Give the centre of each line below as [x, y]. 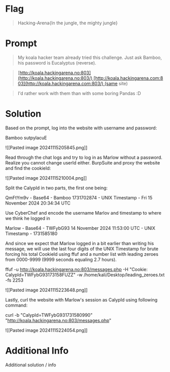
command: [16, 305]
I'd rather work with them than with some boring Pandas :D [79, 93]
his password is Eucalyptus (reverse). [57, 63]
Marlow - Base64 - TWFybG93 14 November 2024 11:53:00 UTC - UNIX [80, 228]
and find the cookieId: [28, 168]
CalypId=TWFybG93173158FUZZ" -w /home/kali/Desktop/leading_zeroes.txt [85, 275]
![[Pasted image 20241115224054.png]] [46, 330]
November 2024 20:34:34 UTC [38, 203]
